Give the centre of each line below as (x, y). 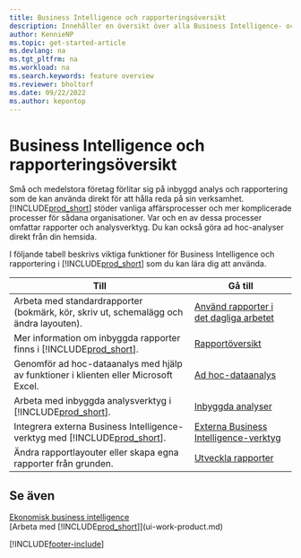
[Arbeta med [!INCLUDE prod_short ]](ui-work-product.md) (116, 527)
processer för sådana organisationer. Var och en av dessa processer (136, 218)
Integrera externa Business (70, 427)
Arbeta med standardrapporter (78, 301)
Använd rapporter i (234, 307)
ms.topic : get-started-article (68, 43)
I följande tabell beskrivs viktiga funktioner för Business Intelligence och (142, 254)
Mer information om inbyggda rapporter (97, 338)
